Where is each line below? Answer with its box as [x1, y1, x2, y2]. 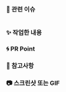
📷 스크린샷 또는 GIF [6, 78, 60, 87]
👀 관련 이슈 [6, 5, 35, 13]
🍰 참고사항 [6, 61, 34, 70]
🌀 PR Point [6, 45, 35, 53]
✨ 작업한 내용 [6, 28, 42, 37]
